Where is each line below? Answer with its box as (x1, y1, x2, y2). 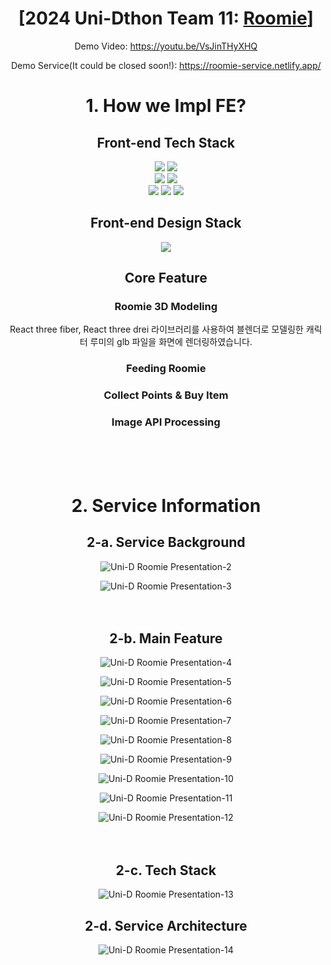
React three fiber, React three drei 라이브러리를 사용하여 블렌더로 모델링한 (9, 323, 304, 336)
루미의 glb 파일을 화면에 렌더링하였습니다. (89, 336, 253, 348)
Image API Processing (111, 415, 221, 429)
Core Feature (124, 270, 208, 287)
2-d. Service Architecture (84, 917, 248, 934)
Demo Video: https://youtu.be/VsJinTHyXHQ (74, 40, 258, 52)
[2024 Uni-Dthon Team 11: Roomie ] (17, 7, 315, 30)
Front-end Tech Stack (96, 134, 236, 151)
